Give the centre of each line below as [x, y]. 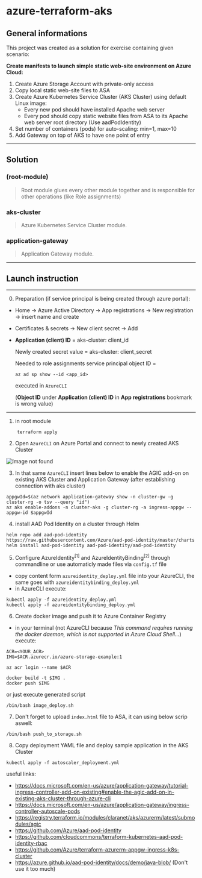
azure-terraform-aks [59, 11]
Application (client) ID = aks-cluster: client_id [72, 340]
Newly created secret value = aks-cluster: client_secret [83, 352]
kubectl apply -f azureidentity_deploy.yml [62, 600]
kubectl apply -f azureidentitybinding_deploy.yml [71, 605]
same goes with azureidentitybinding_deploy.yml [77, 582]
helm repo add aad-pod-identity [47, 535]
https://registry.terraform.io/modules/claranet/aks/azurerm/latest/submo [105, 817]
